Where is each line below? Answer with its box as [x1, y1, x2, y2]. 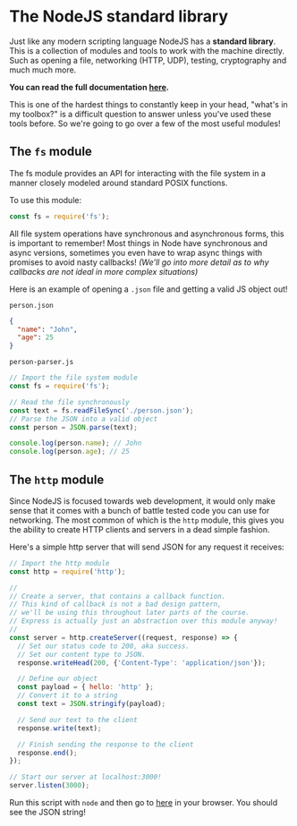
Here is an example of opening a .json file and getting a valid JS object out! [9, 284, 288, 294]
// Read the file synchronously [9, 397, 130, 406]
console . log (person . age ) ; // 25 [9, 447, 130, 456]
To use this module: [9, 194, 82, 205]
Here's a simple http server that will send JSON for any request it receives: [9, 541, 284, 552]
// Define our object [17, 674, 98, 684]
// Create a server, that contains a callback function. [9, 592, 226, 600]
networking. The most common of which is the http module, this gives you [9, 515, 284, 525]
